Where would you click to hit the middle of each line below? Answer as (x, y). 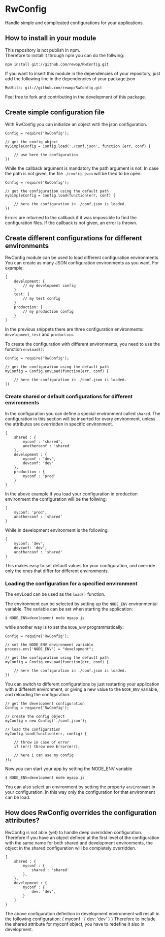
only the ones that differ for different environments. (57, 571)
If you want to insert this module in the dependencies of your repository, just (83, 73)
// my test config (42, 299)
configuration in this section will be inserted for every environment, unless (80, 419)
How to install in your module (51, 38)
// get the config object (32, 142)
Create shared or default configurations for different (69, 396)
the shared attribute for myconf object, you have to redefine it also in (75, 924)
